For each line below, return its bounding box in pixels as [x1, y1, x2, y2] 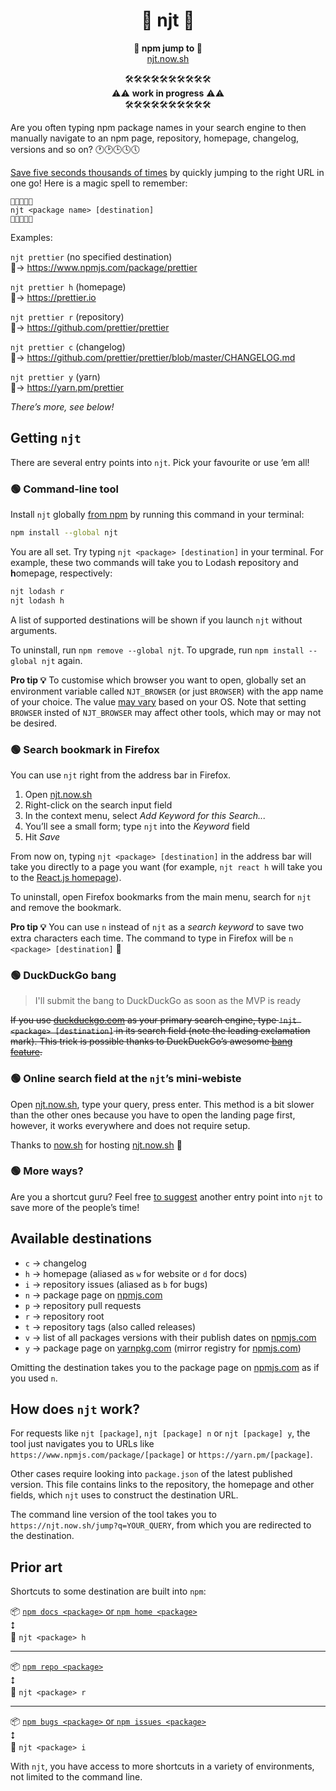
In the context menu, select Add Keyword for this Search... [24, 809, 267, 821]
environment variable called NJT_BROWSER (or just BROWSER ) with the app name [10, 685, 324, 697]
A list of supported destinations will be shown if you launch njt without [10, 614, 303, 626]
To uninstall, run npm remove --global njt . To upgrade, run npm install [10, 644, 305, 656]
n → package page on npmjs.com [24, 1289, 163, 1301]
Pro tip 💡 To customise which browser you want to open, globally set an [10, 674, 307, 686]
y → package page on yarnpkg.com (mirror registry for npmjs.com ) [24, 1342, 302, 1354]
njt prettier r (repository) [10, 310, 125, 323]
